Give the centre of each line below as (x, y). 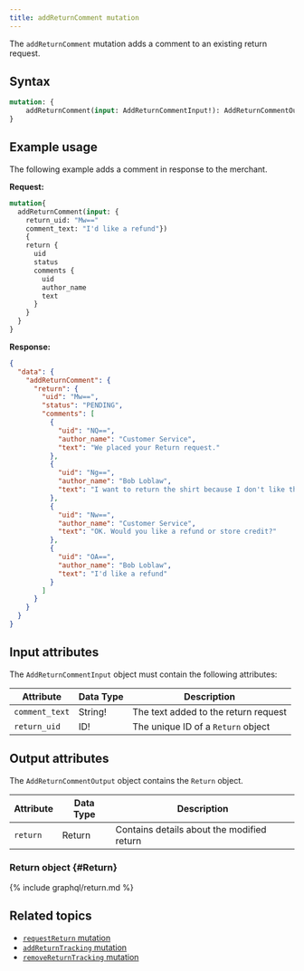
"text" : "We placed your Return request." (139, 447)
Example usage (53, 147)
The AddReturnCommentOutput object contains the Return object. (127, 780)
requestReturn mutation (66, 938)
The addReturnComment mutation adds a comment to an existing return (138, 43)
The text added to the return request (209, 711)
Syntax (30, 82)
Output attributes (59, 759)
